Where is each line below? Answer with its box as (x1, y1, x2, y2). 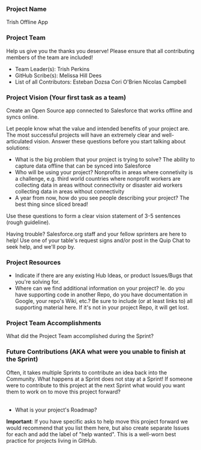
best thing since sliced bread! (14, 201, 88, 208)
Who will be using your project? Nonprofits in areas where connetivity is (14, 168, 193, 176)
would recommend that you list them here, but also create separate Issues (6, 424, 190, 431)
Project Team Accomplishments (6, 319, 101, 327)
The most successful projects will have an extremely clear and (6, 131, 161, 139)
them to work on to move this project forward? (6, 388, 121, 395)
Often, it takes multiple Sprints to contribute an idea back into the (6, 369, 167, 376)
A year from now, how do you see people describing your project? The (14, 194, 190, 201)
